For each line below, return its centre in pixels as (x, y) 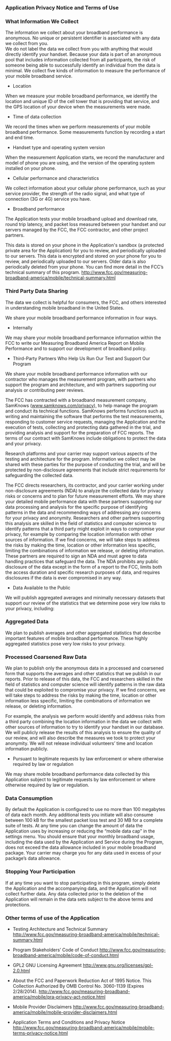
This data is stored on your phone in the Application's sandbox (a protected (85, 245)
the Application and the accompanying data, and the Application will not (81, 888)
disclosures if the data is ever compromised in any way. (64, 577)
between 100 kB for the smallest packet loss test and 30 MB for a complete (84, 820)
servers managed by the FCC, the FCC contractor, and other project (77, 230)
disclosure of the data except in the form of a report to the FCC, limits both (84, 567)
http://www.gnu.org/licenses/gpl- (118, 965)
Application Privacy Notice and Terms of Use (62, 8)
